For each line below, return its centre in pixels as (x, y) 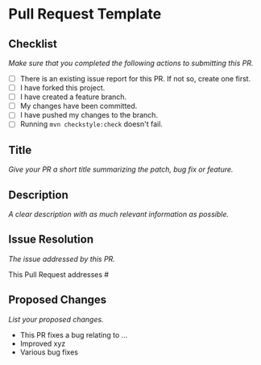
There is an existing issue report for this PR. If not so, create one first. (135, 79)
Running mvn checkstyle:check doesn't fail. (91, 124)
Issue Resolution (51, 240)
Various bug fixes (49, 352)
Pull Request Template (85, 14)
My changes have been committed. (79, 106)
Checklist (33, 44)
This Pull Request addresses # (59, 274)
